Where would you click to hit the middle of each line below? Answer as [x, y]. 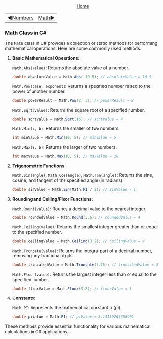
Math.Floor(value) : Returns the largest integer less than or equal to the [84, 274]
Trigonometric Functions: [39, 166]
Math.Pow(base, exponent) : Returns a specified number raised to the [81, 86]
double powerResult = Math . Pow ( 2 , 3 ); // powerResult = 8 [73, 101]
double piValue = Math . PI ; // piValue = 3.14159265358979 [73, 317]
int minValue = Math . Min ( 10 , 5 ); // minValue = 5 [64, 137]
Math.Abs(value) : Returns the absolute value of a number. [71, 68]
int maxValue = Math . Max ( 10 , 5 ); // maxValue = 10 [65, 156]
